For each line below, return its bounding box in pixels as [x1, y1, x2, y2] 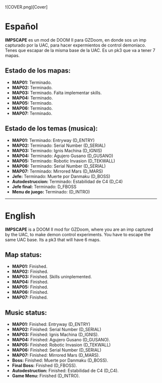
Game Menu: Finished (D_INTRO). [12, 373, 80, 379]
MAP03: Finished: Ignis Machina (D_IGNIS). [12, 332, 99, 337]
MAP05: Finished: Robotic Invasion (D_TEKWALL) [12, 342, 111, 348]
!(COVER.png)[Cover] [5, 4, 48, 10]
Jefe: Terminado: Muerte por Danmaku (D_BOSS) [12, 173, 110, 179]
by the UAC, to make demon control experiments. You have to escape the [5, 231, 151, 237]
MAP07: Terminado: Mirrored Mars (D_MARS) [12, 168, 103, 174]
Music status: [5, 308, 47, 317]
